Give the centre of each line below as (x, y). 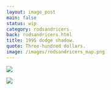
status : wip (21, 23)
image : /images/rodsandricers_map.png (56, 52)
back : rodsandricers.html (39, 35)
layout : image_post (31, 12)
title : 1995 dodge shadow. (41, 40)
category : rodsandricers (38, 29)
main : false (21, 18)
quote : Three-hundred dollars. (46, 47)
